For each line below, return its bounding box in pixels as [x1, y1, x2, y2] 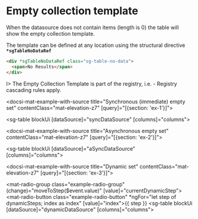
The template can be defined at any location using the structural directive [6, 42, 186, 49]
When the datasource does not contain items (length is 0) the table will [6, 24, 179, 31]
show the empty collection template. [6, 30, 95, 37]
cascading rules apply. [6, 86, 62, 93]
